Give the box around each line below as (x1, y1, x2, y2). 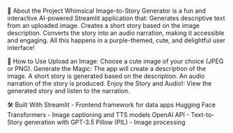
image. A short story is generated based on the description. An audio (7, 72, 205, 80)
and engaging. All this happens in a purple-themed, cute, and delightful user (7, 36, 226, 45)
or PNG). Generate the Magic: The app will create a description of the (7, 65, 207, 72)
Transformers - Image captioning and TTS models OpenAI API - (7, 111, 190, 118)
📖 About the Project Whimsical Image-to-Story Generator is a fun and (7, 7, 207, 15)
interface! (7, 44, 35, 52)
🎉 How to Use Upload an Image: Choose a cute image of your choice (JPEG (7, 57, 224, 65)
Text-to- (191, 111, 215, 118)
